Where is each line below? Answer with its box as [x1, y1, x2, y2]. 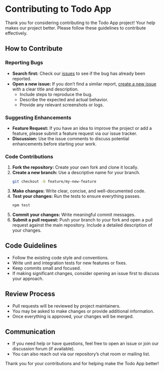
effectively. [5, 30, 28, 36]
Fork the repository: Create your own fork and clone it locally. [12, 164, 139, 170]
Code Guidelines [5, 242, 58, 250]
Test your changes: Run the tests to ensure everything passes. [12, 193, 141, 199]
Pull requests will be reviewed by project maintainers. [12, 303, 121, 309]
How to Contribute [5, 44, 63, 53]
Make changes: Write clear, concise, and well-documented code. [12, 188, 146, 194]
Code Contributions [5, 153, 53, 160]
